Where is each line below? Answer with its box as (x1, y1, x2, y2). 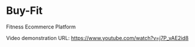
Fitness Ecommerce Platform (6, 23, 76, 30)
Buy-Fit (6, 4, 43, 17)
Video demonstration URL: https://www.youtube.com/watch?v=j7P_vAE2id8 (6, 34, 189, 41)
